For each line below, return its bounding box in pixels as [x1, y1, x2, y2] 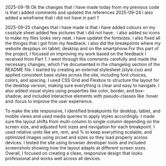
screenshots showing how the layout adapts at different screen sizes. [5, 145, 147, 151]
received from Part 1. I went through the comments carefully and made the [5, 56, 157, 62]
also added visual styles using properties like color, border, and [5, 88, 134, 93]
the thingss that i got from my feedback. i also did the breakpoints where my [5, 40, 161, 46]
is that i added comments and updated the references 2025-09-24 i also [5, 9, 153, 15]
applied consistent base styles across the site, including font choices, [5, 72, 147, 78]
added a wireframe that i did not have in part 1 [5, 15, 99, 20]
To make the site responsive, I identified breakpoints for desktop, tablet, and [5, 108, 161, 114]
